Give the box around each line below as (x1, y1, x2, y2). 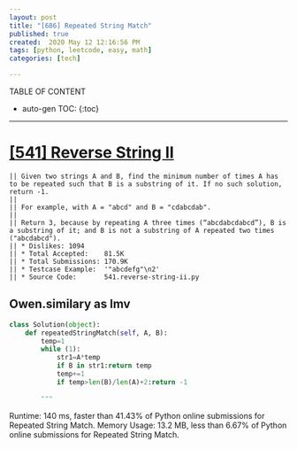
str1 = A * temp (56, 353, 101, 362)
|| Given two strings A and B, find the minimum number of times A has (9, 172, 278, 181)
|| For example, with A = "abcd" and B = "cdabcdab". (9, 203, 212, 212)
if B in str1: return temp (56, 361, 152, 370)
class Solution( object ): (9, 320, 101, 329)
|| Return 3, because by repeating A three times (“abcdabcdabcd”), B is (9, 218, 287, 227)
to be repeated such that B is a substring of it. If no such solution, (9, 179, 283, 189)
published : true (9, 29, 69, 38)
